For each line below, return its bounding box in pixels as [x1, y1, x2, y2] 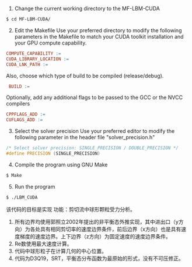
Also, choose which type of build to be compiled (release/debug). [6, 72, 164, 79]
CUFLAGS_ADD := [6, 117, 43, 123]
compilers [6, 100, 30, 107]
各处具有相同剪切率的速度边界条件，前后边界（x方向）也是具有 [30, 225, 181, 232]
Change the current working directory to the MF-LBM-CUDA [14, 5, 160, 12]
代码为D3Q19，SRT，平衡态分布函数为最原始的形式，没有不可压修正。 [14, 255, 184, 262]
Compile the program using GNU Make [14, 161, 108, 168]
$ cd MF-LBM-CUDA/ [6, 16, 51, 22]
